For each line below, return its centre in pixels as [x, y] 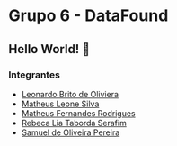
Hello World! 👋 [49, 49]
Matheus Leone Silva [60, 104]
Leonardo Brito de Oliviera [70, 94]
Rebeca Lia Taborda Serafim [74, 123]
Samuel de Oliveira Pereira [71, 132]
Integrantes [34, 75]
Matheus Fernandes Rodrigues [78, 113]
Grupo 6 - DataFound [88, 16]
